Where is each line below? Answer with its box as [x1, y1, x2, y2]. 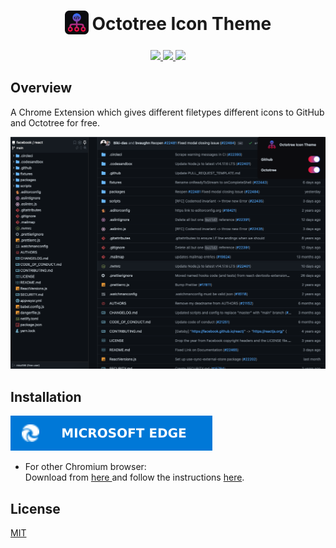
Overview [10, 80, 73, 97]
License [10, 500, 61, 517]
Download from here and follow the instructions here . [24, 471, 245, 484]
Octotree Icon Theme [91, 13, 272, 35]
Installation [10, 388, 82, 405]
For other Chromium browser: [24, 461, 147, 473]
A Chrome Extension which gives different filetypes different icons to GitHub [10, 106, 325, 118]
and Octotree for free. [10, 116, 101, 129]
